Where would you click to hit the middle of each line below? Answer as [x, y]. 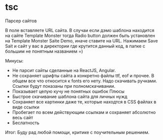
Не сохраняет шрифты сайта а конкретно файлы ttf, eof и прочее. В [83, 75]
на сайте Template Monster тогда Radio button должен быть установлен [80, 35]
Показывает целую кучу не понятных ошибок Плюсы [68, 91]
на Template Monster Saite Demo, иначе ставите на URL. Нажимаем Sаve [81, 40]
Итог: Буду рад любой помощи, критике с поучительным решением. [77, 132]
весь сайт [23, 117]
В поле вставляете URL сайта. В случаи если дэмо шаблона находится [80, 30]
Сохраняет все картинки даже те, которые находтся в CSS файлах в [84, 102]
